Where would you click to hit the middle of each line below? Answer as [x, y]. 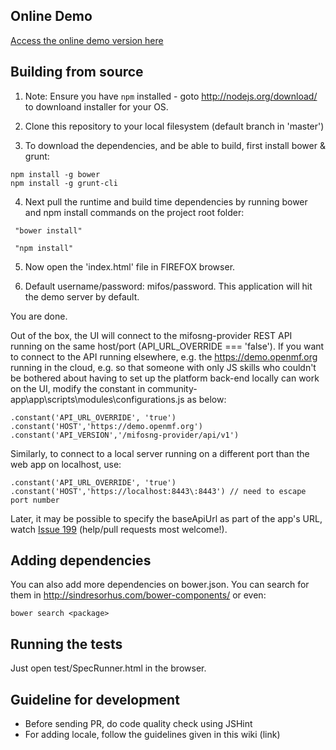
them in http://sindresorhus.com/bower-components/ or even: [138, 595]
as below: [206, 399]
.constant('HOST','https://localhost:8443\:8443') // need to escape [158, 491]
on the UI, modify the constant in [78, 388]
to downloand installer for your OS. [96, 106]
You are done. [39, 316]
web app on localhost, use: [66, 464]
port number [35, 500]
